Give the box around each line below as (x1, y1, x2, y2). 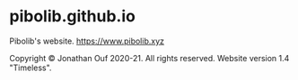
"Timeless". (9, 62, 52, 73)
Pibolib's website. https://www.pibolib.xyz (9, 36, 164, 46)
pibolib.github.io (9, 6, 136, 27)
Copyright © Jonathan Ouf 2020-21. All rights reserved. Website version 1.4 (9, 52, 290, 63)
